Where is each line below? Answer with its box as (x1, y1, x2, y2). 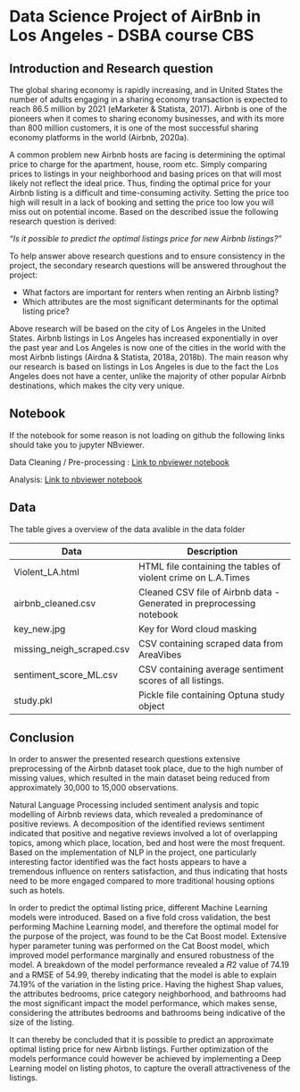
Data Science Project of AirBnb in (9, 6, 262, 27)
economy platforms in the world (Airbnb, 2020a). (9, 132, 189, 142)
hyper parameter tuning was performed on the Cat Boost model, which (9, 941, 270, 952)
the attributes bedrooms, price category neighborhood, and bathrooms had (9, 988, 287, 999)
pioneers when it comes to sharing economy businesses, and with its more (9, 114, 285, 123)
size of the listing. (9, 1017, 74, 1028)
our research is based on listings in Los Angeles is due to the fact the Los (9, 361, 279, 372)
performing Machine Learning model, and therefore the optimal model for (9, 921, 279, 932)
